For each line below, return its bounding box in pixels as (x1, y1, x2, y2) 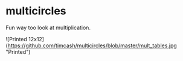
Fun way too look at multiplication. (5, 24, 91, 31)
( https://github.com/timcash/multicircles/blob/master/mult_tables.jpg (5, 42, 178, 49)
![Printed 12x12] (5, 35, 45, 42)
